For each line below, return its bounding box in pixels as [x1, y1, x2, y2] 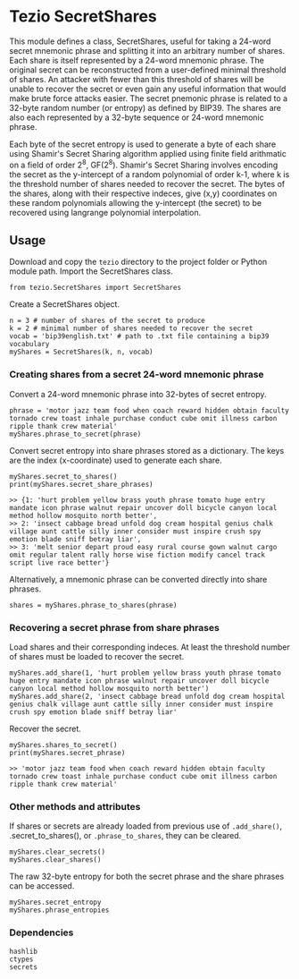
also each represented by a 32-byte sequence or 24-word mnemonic [9, 112, 265, 123]
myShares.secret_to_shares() [9, 472, 118, 481]
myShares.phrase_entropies [9, 906, 110, 915]
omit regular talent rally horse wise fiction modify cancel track [9, 550, 266, 559]
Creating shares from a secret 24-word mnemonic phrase [9, 369, 265, 381]
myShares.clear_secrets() [9, 847, 105, 856]
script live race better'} [9, 558, 110, 567]
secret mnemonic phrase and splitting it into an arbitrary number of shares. [9, 45, 286, 55]
